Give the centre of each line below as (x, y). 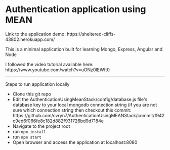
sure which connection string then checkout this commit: (72, 110)
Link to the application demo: (35, 34)
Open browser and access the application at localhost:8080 (75, 142)
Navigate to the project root (41, 126)
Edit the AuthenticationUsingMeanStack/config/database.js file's (80, 99)
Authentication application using (76, 9)
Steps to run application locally (37, 84)
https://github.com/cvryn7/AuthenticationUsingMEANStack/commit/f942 (89, 115)
